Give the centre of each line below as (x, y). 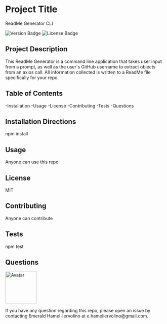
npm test (14, 246)
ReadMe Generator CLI (29, 23)
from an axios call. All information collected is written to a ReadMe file (78, 72)
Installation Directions (41, 121)
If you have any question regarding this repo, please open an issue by (78, 311)
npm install (17, 134)
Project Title (31, 9)
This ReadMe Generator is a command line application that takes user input (83, 61)
